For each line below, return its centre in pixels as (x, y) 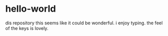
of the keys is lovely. (27, 28)
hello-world (31, 9)
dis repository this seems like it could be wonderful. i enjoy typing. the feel (84, 23)
